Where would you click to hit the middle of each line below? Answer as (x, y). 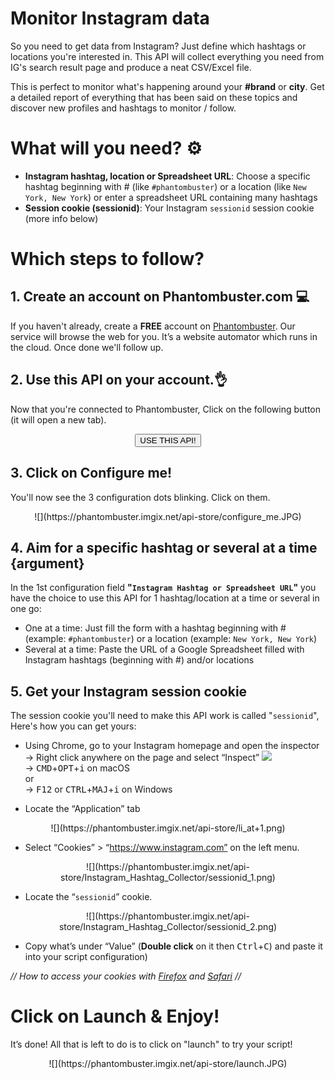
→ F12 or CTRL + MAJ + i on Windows (98, 789)
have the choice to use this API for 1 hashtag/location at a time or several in (165, 598)
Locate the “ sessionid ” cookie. (88, 897)
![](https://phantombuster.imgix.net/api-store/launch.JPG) (168, 1064)
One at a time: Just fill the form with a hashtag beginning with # (155, 628)
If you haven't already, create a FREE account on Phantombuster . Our (153, 326)
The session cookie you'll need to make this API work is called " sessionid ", (165, 716)
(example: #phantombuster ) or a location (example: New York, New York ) (171, 639)
